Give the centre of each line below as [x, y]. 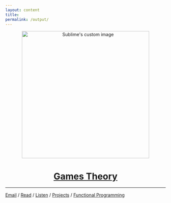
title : [12, 15]
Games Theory [85, 176]
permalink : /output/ [27, 19]
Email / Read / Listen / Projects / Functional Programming [65, 195]
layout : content [22, 10]
